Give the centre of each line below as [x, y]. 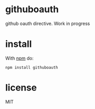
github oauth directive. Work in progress [48, 23]
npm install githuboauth [32, 67]
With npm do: [20, 58]
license [21, 88]
